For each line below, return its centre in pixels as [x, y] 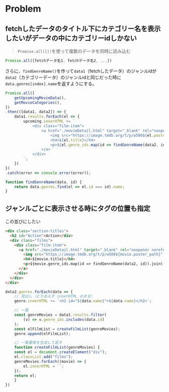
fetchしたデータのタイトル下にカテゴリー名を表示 [83, 29]
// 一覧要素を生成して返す [38, 343]
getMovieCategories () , [38, 102]
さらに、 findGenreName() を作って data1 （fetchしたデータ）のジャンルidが [81, 71]
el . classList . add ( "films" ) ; [44, 357]
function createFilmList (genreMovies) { [57, 348]
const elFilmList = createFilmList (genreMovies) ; [67, 329]
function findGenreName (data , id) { [44, 182]
